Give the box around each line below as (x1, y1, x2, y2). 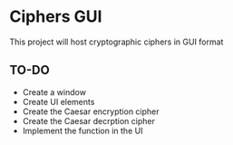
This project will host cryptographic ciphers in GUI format (9, 36, 224, 47)
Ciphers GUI (9, 6, 102, 27)
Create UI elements (22, 96, 95, 107)
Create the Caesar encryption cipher (22, 106, 160, 117)
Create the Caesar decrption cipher (22, 115, 156, 126)
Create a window (22, 86, 86, 97)
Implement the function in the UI (22, 125, 143, 136)
